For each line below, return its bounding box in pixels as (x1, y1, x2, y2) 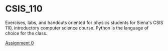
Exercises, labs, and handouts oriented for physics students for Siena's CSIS (5, 19, 163, 25)
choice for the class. (5, 30, 48, 36)
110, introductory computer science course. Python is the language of (5, 24, 149, 30)
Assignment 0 (5, 39, 34, 45)
